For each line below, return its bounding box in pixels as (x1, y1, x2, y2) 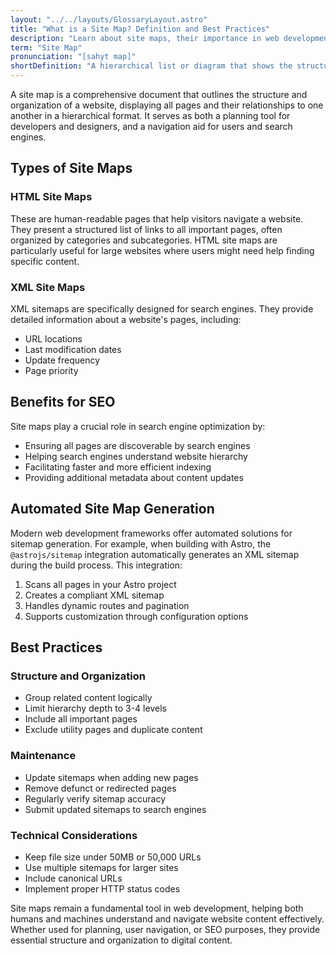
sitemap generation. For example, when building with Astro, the (10, 537, 272, 550)
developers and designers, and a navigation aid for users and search (10, 121, 293, 132)
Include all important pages (24, 713, 138, 725)
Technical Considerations (10, 828, 138, 842)
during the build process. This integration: (10, 559, 183, 571)
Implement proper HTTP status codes (24, 882, 181, 895)
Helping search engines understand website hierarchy (24, 450, 248, 462)
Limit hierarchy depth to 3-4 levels (24, 702, 167, 715)
